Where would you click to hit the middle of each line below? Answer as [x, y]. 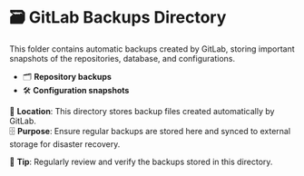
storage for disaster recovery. [65, 144]
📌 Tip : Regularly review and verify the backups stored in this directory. [141, 161]
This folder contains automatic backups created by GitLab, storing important [152, 49]
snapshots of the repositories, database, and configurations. [123, 58]
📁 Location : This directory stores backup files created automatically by [142, 111]
